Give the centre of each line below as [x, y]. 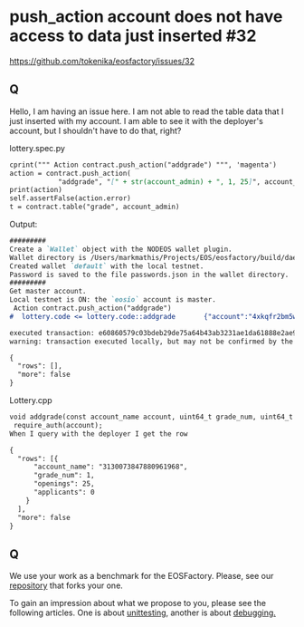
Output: [24, 224]
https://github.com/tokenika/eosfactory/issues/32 [102, 61]
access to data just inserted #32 [133, 36]
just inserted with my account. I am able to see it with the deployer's [137, 121]
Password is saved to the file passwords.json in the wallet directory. [149, 275]
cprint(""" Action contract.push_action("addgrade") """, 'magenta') [143, 165]
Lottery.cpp [31, 400]
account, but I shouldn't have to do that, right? [95, 130]
